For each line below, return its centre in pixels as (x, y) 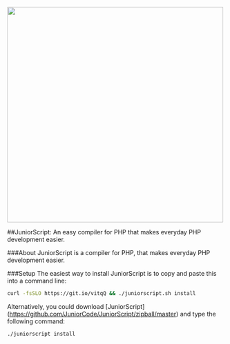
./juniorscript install (41, 334)
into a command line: (37, 281)
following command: (36, 321)
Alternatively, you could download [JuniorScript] (76, 306)
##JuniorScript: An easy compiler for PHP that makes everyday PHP (104, 232)
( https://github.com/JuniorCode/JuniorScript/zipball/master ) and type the (112, 314)
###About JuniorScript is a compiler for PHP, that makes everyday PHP (109, 253)
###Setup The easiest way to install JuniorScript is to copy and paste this (112, 273)
